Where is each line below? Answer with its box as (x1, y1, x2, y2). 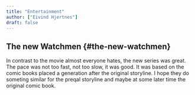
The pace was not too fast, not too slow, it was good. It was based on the (6, 63, 184, 71)
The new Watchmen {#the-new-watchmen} (6, 41, 171, 51)
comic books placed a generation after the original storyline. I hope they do (6, 70, 189, 77)
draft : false (6, 19, 38, 25)
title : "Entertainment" (6, 8, 65, 15)
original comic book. (6, 82, 56, 89)
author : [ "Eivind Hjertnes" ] (6, 14, 78, 20)
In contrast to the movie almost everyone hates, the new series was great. (6, 57, 186, 64)
